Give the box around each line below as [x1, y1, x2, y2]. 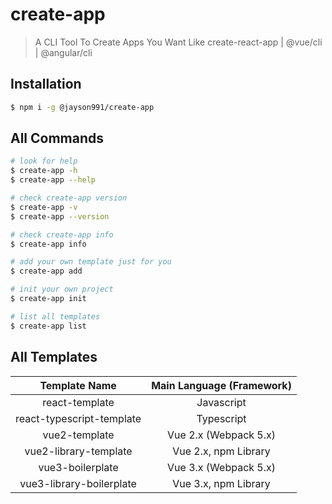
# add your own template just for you [10, 257, 172, 267]
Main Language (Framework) [151, 378, 292, 392]
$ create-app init [10, 294, 87, 304]
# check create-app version [10, 193, 128, 203]
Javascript [196, 395, 247, 409]
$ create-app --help [10, 175, 97, 185]
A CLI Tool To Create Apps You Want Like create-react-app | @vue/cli [34, 36, 323, 48]
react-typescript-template [15, 411, 142, 425]
